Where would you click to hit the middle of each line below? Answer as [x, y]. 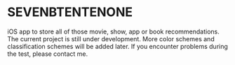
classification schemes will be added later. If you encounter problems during [117, 46]
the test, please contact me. [48, 54]
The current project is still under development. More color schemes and [111, 38]
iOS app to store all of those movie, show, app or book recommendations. [113, 31]
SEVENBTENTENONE [70, 12]
